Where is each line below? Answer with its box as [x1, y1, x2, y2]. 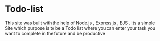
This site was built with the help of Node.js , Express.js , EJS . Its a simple [5, 20, 155, 26]
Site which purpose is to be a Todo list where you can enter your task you [5, 25, 155, 31]
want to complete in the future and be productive [5, 30, 106, 36]
